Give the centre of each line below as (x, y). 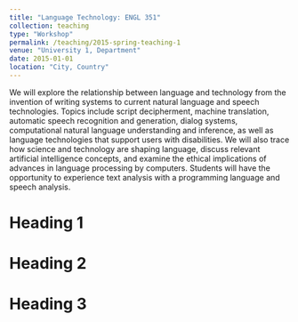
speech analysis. (40, 187)
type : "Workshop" (41, 34)
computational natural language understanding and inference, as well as (141, 130)
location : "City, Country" (59, 68)
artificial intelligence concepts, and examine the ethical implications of (138, 158)
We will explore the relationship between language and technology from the (148, 92)
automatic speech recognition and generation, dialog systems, (124, 120)
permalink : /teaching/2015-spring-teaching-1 (95, 42)
